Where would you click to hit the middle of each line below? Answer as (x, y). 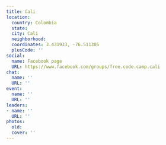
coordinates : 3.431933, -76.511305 (55, 45)
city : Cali (25, 34)
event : (14, 89)
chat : (13, 72)
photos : (16, 122)
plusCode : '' (28, 50)
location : (18, 17)
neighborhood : (29, 39)
